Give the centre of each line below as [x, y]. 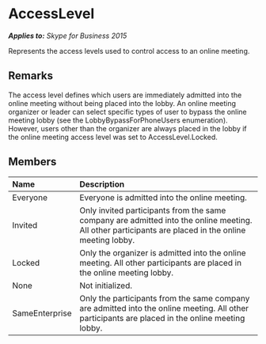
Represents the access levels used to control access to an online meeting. [129, 51]
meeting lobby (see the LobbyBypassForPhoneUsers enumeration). [118, 120]
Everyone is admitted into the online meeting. [163, 197]
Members [32, 162]
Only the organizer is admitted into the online [163, 252]
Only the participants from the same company [164, 298]
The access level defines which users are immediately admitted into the [125, 95]
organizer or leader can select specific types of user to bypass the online [127, 112]
